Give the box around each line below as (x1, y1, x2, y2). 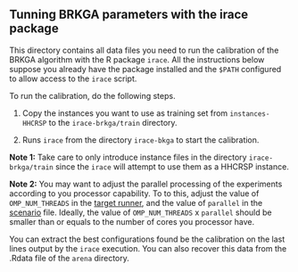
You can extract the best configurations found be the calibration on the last (9, 234, 286, 244)
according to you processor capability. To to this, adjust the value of (9, 187, 260, 199)
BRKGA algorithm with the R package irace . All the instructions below (9, 54, 265, 65)
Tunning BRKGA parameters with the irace (9, 7, 249, 22)
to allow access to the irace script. (9, 73, 137, 84)
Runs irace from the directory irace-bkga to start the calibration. (21, 134, 260, 145)
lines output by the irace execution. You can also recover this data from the (9, 243, 287, 253)
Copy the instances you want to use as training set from (21, 107, 228, 119)
